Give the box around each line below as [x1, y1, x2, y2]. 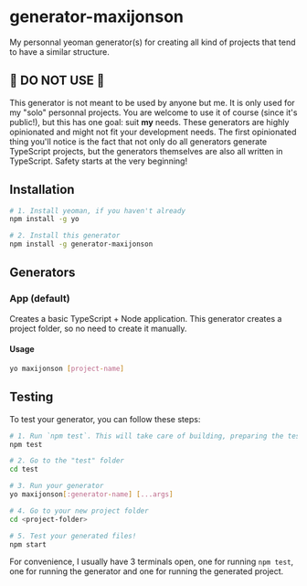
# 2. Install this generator [9, 231, 121, 240]
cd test [9, 464, 39, 474]
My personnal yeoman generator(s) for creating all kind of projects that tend [9, 37, 296, 48]
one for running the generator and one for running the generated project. [9, 566, 284, 577]
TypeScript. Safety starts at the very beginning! [9, 155, 188, 166]
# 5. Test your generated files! [9, 531, 137, 540]
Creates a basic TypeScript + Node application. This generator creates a [9, 313, 282, 324]
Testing [9, 389, 54, 405]
